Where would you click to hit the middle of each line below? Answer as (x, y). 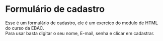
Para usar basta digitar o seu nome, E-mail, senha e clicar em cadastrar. (80, 33)
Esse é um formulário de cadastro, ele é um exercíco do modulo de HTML (82, 23)
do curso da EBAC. (25, 28)
